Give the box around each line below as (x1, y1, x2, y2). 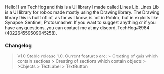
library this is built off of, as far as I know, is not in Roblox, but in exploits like (5, 15, 159, 20)
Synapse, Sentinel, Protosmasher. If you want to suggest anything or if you (5, 19, 156, 25)
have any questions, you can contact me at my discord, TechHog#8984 (5, 25, 150, 31)
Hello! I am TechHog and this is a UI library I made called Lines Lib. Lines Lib (5, 4, 159, 10)
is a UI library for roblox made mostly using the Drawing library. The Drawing (5, 9, 160, 15)
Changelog (5, 42, 32, 49)
